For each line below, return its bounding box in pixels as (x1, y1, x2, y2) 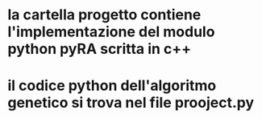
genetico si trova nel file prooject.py (7, 94, 255, 112)
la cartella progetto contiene (7, 6, 202, 24)
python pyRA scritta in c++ (7, 40, 192, 58)
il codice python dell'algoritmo (7, 76, 217, 95)
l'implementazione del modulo (7, 23, 215, 41)
